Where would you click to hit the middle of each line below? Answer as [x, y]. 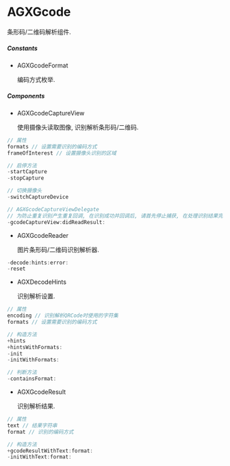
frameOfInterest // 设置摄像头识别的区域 [62, 153]
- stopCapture [26, 178]
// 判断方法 [22, 373]
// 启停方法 [22, 166]
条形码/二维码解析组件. [39, 32]
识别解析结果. [36, 406]
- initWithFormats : [33, 360]
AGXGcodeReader [42, 235]
